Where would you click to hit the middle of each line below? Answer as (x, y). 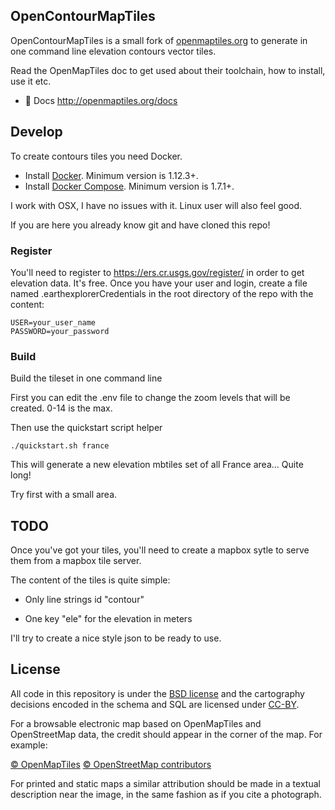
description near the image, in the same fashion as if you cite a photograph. (166, 794)
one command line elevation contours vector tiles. (113, 51)
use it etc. (31, 81)
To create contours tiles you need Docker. (96, 156)
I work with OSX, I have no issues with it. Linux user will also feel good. (156, 205)
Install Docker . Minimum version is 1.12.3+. (111, 175)
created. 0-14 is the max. (61, 408)
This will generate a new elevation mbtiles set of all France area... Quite (157, 465)
